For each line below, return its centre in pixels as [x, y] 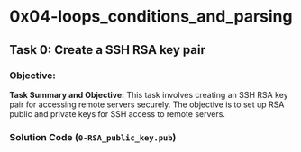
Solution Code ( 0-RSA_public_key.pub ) [93, 137]
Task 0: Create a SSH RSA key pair [107, 50]
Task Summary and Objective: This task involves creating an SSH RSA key [149, 94]
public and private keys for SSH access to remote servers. [117, 113]
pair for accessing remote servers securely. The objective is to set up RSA [147, 104]
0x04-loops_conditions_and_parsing [151, 17]
